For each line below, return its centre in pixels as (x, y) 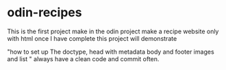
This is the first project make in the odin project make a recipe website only (113, 31)
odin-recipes (45, 13)
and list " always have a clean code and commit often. (83, 58)
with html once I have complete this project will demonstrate (92, 38)
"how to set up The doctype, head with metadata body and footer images (111, 52)
